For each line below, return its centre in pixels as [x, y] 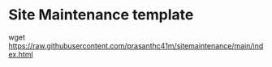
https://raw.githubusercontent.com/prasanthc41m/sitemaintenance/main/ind [136, 45]
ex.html [21, 54]
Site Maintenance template [101, 15]
